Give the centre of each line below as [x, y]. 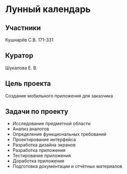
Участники [23, 28]
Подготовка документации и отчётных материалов [67, 166]
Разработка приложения [39, 150]
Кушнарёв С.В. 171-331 [29, 40]
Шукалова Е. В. [21, 68]
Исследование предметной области [51, 124]
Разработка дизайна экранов [44, 145]
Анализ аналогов [31, 129]
